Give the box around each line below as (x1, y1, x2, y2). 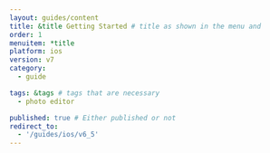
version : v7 (9, 55, 54, 64)
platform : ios (9, 47, 63, 56)
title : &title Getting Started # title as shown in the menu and (9, 22, 261, 31)
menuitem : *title (9, 38, 75, 48)
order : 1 (9, 30, 43, 39)
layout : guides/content (9, 13, 100, 23)
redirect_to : (9, 121, 59, 131)
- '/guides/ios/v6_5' (17, 130, 100, 139)
